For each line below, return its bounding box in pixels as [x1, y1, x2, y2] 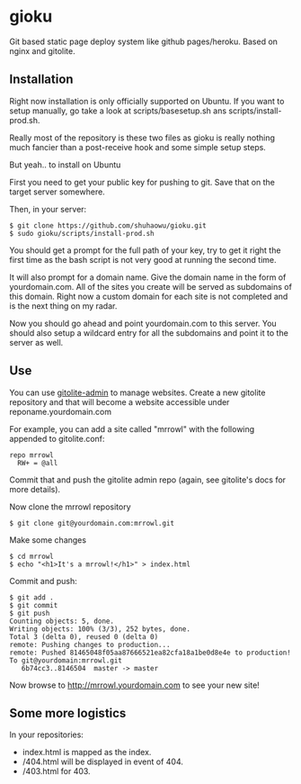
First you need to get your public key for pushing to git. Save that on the [9, 176, 276, 187]
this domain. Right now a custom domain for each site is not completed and [9, 291, 288, 302]
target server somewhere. [9, 186, 105, 197]
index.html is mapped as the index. [22, 747, 152, 758]
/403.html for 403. [22, 766, 92, 777]
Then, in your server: [9, 203, 87, 214]
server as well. [9, 337, 64, 347]
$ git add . [9, 592, 54, 602]
